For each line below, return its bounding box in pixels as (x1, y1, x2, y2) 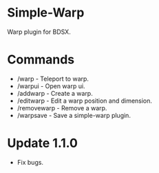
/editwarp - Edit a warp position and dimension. (17, 96, 153, 105)
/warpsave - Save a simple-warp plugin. (17, 111, 131, 119)
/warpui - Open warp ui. (17, 81, 85, 90)
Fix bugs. (17, 158, 43, 166)
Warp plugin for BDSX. (7, 28, 71, 36)
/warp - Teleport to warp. (17, 74, 89, 83)
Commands (7, 52, 75, 68)
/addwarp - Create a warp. (17, 89, 93, 97)
